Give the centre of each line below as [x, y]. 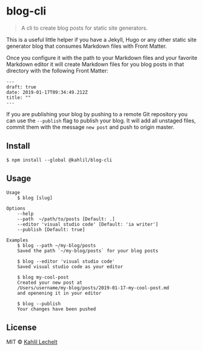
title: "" [19, 97]
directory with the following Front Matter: [57, 70]
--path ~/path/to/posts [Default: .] [66, 219]
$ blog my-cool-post [43, 277]
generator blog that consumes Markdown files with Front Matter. [87, 46]
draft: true [21, 87]
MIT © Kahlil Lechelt [32, 342]
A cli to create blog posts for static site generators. [84, 28]
